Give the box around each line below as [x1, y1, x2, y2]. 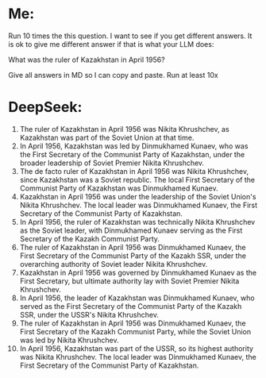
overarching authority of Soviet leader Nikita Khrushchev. [19, 259, 208, 268]
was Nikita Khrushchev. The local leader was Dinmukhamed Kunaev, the [19, 352, 256, 361]
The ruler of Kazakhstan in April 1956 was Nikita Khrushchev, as [19, 124, 229, 133]
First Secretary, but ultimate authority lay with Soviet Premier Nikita [19, 276, 240, 286]
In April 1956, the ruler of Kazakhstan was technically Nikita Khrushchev [19, 217, 256, 226]
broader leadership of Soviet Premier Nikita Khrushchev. [19, 158, 205, 168]
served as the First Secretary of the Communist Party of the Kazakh [19, 301, 242, 310]
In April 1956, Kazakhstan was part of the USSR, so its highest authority [19, 343, 254, 353]
